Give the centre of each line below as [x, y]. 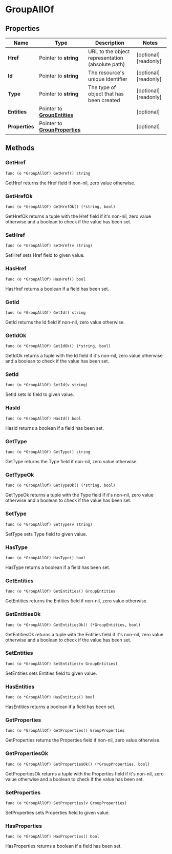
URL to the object [109, 51]
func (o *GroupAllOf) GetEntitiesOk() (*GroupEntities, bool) [73, 625]
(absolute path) [106, 64]
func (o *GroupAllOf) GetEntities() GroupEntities [60, 592]
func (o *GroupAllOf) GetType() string [48, 452]
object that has [106, 94]
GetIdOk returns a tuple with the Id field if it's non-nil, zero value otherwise [84, 356]
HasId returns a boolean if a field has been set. [55, 428]
